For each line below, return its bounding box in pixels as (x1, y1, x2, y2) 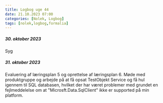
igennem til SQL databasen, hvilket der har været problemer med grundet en (5, 82, 158, 88)
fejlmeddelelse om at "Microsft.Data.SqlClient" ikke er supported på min (5, 87, 149, 93)
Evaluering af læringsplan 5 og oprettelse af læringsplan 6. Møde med (5, 72, 145, 78)
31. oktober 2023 (5, 59, 40, 65)
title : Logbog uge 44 (5, 7, 49, 12)
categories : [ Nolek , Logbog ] (5, 16, 64, 21)
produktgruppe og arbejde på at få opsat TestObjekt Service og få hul (5, 77, 145, 83)
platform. (5, 92, 23, 98)
